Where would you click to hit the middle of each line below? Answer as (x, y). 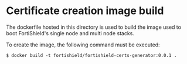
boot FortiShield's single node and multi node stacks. (70, 33)
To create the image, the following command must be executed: (83, 45)
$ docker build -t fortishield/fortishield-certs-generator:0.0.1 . (91, 55)
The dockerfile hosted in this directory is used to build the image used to (94, 27)
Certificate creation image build (85, 11)
